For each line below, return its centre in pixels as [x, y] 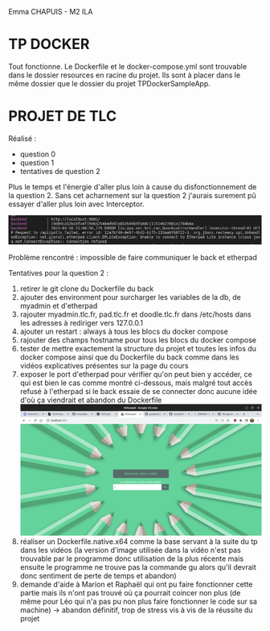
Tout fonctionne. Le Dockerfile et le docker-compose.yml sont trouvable [128, 66]
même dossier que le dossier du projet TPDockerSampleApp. [109, 83]
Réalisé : [22, 138]
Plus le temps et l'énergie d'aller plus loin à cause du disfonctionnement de [133, 187]
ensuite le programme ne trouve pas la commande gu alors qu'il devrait [138, 567]
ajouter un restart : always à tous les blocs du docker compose [124, 332]
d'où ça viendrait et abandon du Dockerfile [91, 400]
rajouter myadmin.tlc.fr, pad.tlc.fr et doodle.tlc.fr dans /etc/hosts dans [135, 314]
